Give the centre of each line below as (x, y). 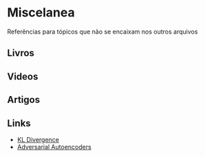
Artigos (23, 100)
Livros (21, 53)
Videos (23, 76)
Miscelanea (41, 13)
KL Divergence (38, 139)
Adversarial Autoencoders (54, 147)
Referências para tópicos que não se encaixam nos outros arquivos (102, 32)
